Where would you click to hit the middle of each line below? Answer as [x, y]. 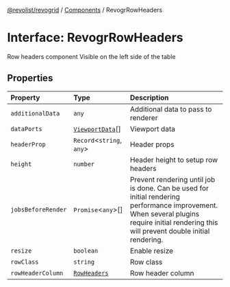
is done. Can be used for [169, 188]
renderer [144, 117]
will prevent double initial [170, 231]
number [84, 164]
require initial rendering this [174, 222]
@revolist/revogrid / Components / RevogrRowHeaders [85, 10]
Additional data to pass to [171, 109]
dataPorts [26, 129]
